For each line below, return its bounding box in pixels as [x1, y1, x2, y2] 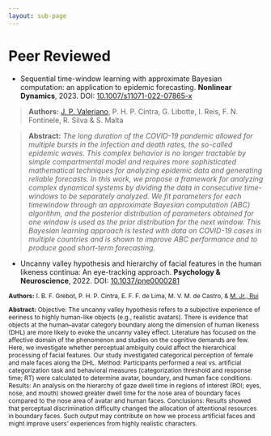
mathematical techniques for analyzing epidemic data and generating [28, 165, 263, 175]
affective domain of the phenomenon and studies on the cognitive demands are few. [8, 336, 249, 344]
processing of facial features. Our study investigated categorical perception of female [8, 350, 253, 359]
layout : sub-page [8, 11, 67, 20]
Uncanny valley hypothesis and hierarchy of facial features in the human [19, 259, 262, 268]
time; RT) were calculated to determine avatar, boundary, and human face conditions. [8, 374, 252, 382]
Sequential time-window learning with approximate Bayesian [19, 74, 222, 83]
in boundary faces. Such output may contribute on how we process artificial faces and [8, 411, 256, 420]
